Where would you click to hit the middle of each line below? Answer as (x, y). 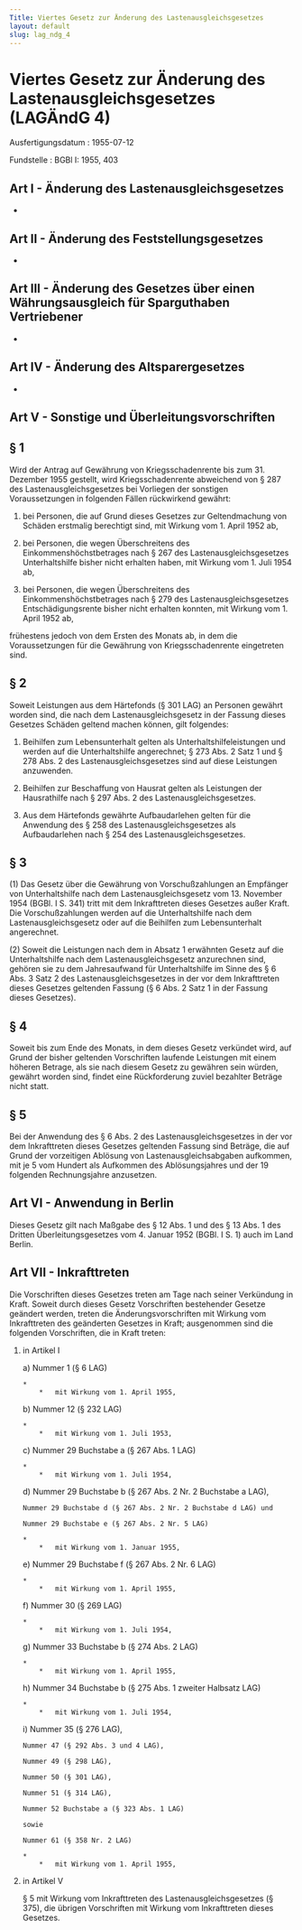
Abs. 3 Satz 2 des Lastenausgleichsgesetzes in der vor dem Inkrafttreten (144, 979)
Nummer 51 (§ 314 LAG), (67, 1793)
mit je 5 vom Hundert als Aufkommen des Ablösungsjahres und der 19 (139, 1165)
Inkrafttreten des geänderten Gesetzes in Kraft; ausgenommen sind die (141, 1323)
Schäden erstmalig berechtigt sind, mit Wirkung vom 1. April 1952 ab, (151, 526)
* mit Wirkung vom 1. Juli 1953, (106, 1433)
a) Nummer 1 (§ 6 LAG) (65, 1367)
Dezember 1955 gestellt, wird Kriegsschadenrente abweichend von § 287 (145, 479)
